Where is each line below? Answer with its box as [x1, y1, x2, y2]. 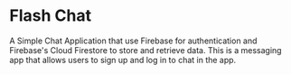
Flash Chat [9, 5, 92, 26]
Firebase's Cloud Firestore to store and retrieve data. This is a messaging [9, 44, 282, 55]
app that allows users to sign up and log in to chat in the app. [9, 54, 237, 65]
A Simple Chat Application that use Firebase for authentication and [9, 35, 258, 46]
